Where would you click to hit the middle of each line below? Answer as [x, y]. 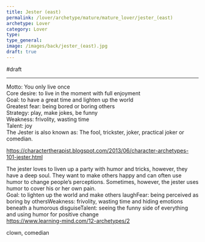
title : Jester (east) [34, 12]
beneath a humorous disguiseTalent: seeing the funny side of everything [97, 208]
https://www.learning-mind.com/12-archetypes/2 [68, 221]
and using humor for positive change [52, 214]
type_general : [24, 40]
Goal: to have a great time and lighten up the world [70, 100]
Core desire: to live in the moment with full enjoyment [74, 93]
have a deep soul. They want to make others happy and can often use [94, 175]
